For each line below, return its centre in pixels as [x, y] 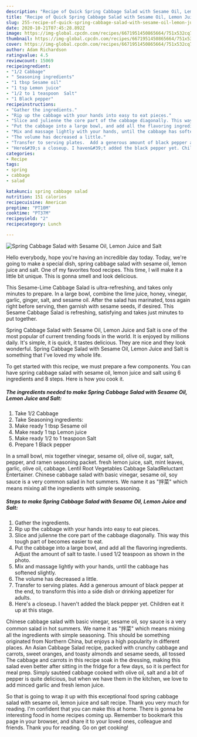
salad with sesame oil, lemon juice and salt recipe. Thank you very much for [98, 702]
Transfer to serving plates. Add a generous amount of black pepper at [99, 585]
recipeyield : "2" [27, 219]
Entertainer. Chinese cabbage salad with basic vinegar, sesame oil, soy [92, 474]
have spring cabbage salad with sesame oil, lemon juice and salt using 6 [94, 372]
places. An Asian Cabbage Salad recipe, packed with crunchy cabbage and [97, 647]
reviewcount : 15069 [30, 60]
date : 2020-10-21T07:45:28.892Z [45, 28]
